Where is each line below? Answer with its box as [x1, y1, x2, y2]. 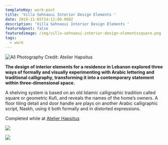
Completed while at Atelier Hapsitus [5, 115, 80, 121]
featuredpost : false [5, 26, 49, 31]
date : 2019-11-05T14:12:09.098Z [5, 17, 73, 22]
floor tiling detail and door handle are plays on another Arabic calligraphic [5, 100, 158, 106]
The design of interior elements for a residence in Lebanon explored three [5, 63, 163, 69]
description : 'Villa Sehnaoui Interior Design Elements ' [5, 21, 130, 27]
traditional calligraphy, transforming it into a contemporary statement [5, 74, 154, 81]
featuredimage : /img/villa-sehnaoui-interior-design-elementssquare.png [5, 31, 161, 36]
